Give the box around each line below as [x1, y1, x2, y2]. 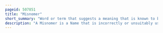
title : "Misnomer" [5, 12, 42, 16]
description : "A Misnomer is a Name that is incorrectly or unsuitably [5, 20, 153, 26]
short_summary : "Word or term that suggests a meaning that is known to [5, 16, 155, 21]
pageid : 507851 [5, 7, 36, 12]
